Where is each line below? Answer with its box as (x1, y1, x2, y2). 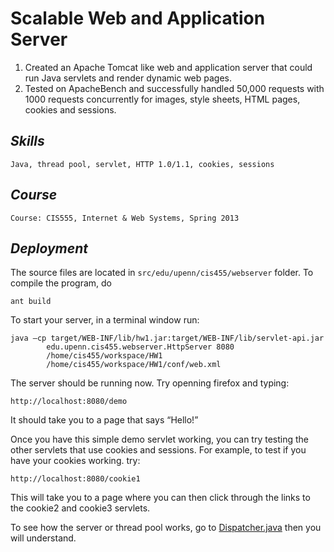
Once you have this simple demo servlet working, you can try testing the (10, 433, 310, 446)
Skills (10, 133, 45, 150)
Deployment (10, 240, 88, 257)
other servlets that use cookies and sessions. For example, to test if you (10, 444, 307, 456)
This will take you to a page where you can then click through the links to (10, 492, 311, 504)
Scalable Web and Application (10, 7, 266, 30)
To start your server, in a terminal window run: (10, 314, 200, 326)
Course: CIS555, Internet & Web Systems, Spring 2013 (10, 213, 240, 223)
